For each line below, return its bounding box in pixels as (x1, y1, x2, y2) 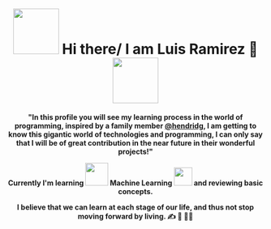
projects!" (118, 146, 153, 156)
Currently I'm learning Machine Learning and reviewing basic (7, 178, 264, 188)
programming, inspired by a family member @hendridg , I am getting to (14, 121, 257, 130)
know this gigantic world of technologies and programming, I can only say (8, 129, 263, 139)
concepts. (118, 186, 153, 196)
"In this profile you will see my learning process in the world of (28, 112, 243, 121)
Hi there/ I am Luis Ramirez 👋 (62, 40, 259, 58)
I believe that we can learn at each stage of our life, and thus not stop (16, 202, 255, 212)
